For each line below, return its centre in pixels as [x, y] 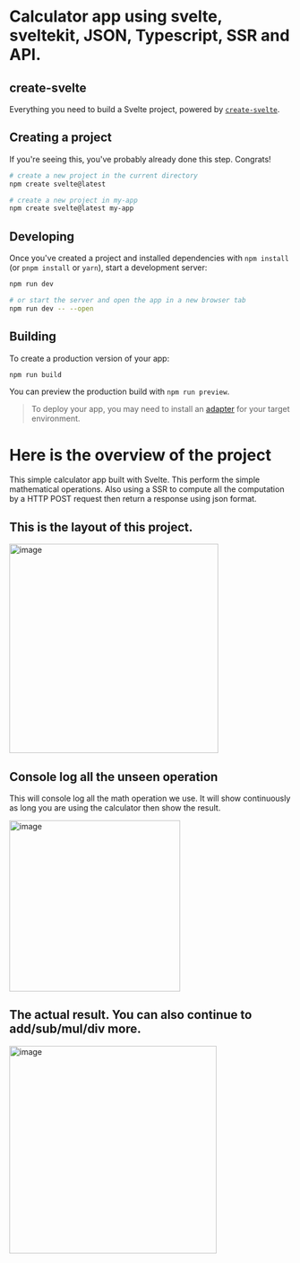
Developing [42, 237]
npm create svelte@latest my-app [72, 208]
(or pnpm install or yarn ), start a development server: [108, 268]
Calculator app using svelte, [116, 17]
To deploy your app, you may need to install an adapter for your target [160, 409]
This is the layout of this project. [101, 527]
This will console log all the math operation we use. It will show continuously [150, 798]
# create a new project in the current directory [104, 175]
